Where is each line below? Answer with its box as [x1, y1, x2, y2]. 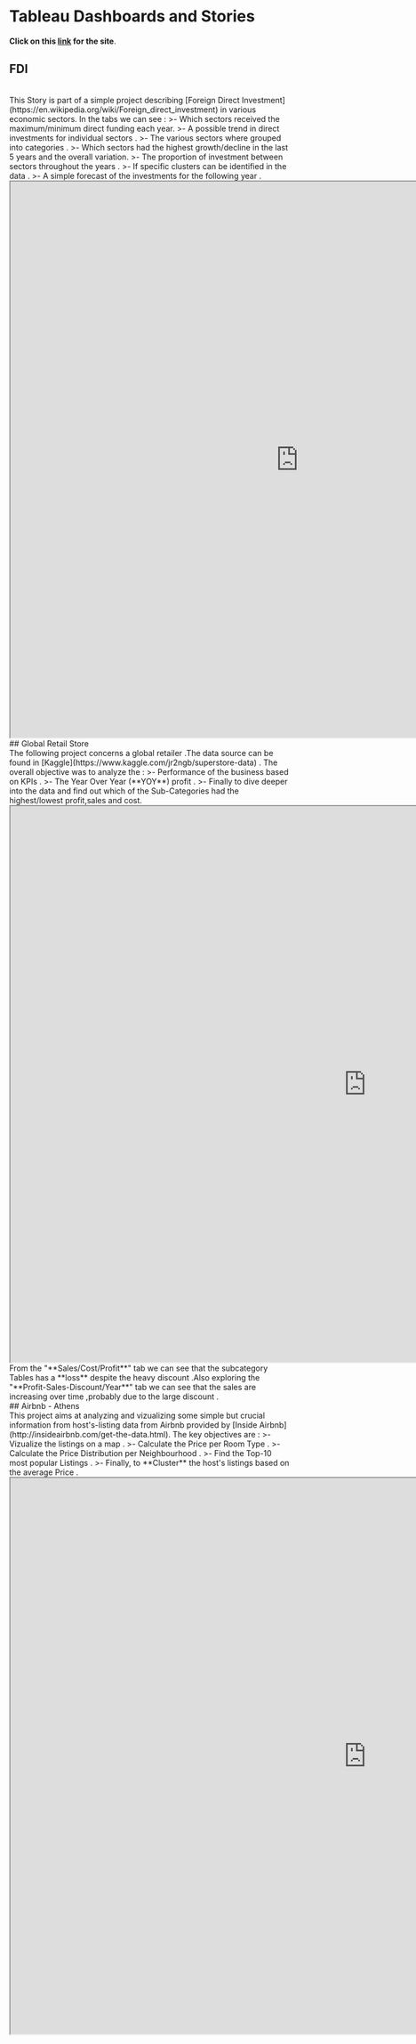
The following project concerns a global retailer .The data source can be [9, 747, 274, 758]
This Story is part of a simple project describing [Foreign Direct [9, 94, 240, 105]
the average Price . [9, 1467, 79, 1478]
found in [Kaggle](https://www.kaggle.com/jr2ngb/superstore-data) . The [9, 757, 278, 768]
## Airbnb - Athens [9, 1400, 80, 1411]
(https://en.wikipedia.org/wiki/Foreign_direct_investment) [9, 104, 219, 115]
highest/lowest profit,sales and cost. [9, 794, 142, 805]
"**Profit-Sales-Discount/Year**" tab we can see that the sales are [9, 1381, 256, 1392]
